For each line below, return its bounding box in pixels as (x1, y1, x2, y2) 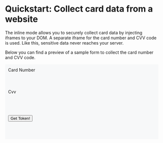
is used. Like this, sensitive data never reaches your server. (5, 40, 124, 46)
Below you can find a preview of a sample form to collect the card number (5, 49, 154, 55)
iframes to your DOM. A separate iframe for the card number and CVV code (5, 35, 157, 41)
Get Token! (10, 115, 31, 121)
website (5, 14, 38, 25)
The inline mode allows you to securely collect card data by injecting (5, 30, 143, 35)
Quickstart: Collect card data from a (5, 3, 153, 15)
